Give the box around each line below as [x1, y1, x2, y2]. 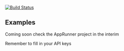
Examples [5, 18, 35, 26]
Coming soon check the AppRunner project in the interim [5, 31, 119, 37]
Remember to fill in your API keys [5, 40, 71, 46]
